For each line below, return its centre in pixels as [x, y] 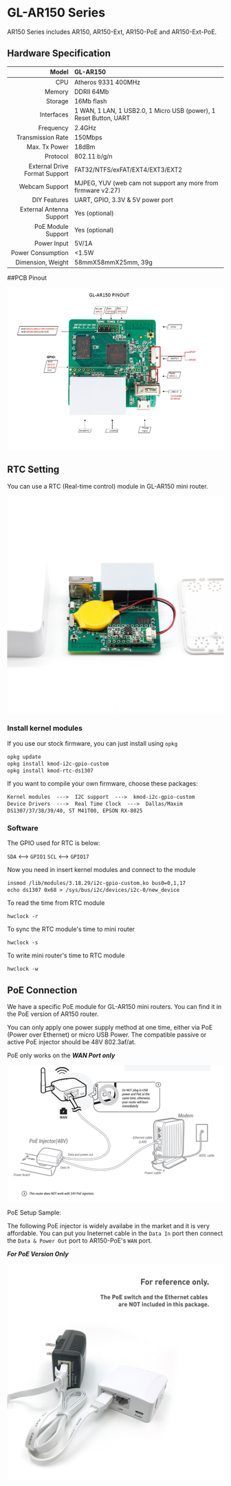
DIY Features [50, 200]
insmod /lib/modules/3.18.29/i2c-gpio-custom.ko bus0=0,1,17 [97, 884]
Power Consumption [40, 253]
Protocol [56, 156]
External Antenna [44, 210]
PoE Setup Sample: [34, 1212]
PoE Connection [42, 990]
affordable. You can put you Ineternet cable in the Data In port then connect [115, 1233]
